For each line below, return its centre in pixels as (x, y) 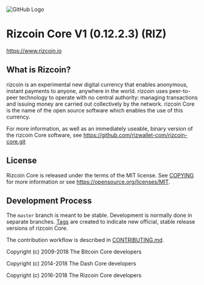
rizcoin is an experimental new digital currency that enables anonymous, (97, 84)
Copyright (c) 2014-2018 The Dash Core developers (71, 264)
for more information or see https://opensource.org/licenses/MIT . (88, 182)
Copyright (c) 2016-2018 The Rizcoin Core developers (74, 275)
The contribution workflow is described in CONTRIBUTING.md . (85, 240)
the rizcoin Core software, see (44, 135)
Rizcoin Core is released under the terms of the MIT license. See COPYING (100, 175)
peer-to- (180, 91)
